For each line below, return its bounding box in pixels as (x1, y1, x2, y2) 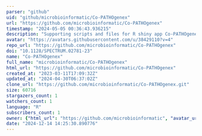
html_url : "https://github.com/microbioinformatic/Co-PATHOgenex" (6, 64, 176, 71)
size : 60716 (6, 87, 36, 93)
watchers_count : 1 (6, 98, 52, 104)
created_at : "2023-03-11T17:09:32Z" (6, 70, 98, 76)
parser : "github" (6, 8, 50, 15)
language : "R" (6, 104, 42, 110)
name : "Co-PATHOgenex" (6, 54, 63, 60)
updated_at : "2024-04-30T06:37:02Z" (6, 76, 98, 82)
